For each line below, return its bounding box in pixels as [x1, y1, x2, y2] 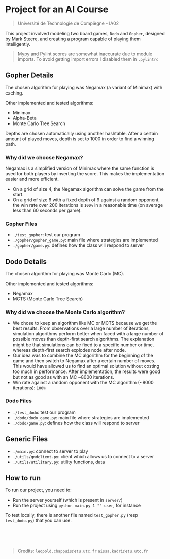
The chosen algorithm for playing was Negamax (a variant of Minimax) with [5, 84, 163, 90]
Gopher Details [5, 71, 54, 80]
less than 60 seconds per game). [12, 207, 82, 214]
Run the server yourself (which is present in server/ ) [12, 497, 123, 503]
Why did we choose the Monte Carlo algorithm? [5, 308, 125, 316]
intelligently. [5, 41, 30, 47]
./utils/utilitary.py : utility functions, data [12, 459, 105, 465]
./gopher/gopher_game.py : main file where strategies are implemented [12, 237, 158, 243]
